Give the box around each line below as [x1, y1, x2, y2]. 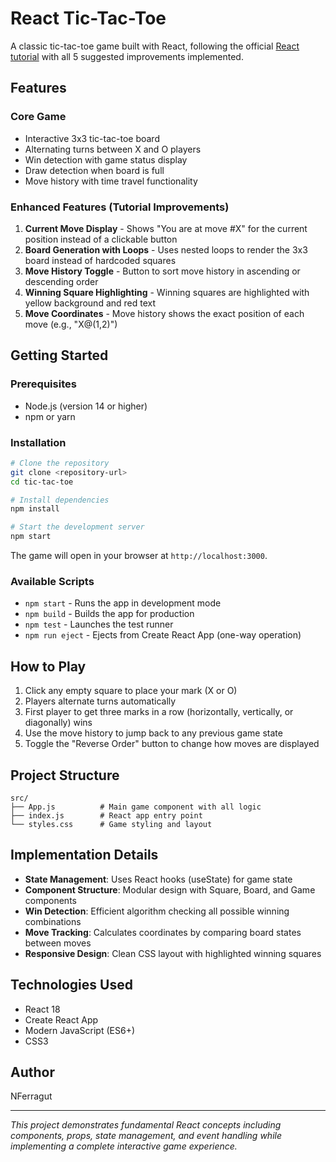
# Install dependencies [10, 495, 110, 505]
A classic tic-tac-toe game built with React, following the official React [10, 40, 300, 52]
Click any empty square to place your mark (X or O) [24, 685, 238, 697]
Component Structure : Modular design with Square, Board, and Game [24, 883, 316, 896]
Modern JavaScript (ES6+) [24, 1024, 136, 1036]
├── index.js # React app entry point [10, 810, 203, 821]
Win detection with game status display [24, 153, 188, 166]
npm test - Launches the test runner [24, 618, 174, 631]
